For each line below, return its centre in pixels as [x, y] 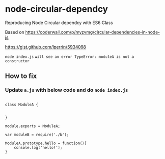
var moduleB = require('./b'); [37, 134]
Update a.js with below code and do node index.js [67, 90]
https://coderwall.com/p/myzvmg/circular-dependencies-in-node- [93, 32]
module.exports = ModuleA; [33, 126]
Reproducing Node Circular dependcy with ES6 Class [59, 23]
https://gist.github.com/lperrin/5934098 [46, 47]
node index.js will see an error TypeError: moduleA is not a [69, 57]
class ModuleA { [22, 105]
